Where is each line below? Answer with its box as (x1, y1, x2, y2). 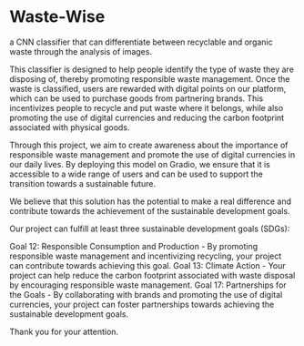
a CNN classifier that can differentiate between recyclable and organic (9, 36, 273, 47)
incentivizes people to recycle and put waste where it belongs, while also (9, 102, 284, 113)
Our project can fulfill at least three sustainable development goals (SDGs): (9, 223, 290, 234)
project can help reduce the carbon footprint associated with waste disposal (9, 270, 296, 280)
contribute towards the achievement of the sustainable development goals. (9, 205, 290, 216)
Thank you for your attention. (9, 326, 119, 337)
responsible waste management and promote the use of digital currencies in (9, 148, 296, 160)
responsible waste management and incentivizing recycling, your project (9, 250, 282, 261)
